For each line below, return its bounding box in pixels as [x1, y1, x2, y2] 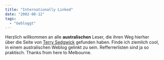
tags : [5, 16, 16, 21]
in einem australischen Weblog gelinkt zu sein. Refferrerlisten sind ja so [5, 44, 149, 50]
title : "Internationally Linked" [5, 7, 73, 12]
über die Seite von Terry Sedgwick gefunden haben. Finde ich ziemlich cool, [5, 40, 159, 45]
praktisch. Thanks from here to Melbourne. [5, 50, 92, 56]
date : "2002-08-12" [5, 12, 45, 17]
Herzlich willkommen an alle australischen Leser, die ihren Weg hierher [5, 34, 149, 40]
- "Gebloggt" [9, 20, 36, 26]
